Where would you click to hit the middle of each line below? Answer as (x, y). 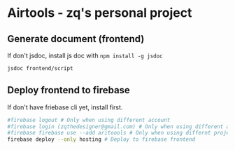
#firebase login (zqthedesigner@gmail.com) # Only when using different (115, 127)
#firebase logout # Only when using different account (89, 120)
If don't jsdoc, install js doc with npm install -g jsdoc (85, 55)
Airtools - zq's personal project (100, 13)
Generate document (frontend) (76, 39)
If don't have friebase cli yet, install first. (65, 107)
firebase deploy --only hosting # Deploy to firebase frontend (101, 139)
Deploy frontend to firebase (69, 90)
